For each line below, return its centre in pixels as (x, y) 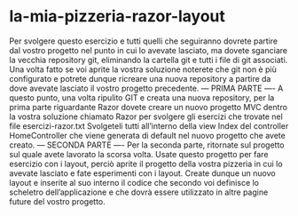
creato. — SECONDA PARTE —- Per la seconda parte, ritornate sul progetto (147, 145)
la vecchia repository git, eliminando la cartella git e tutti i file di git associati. (149, 60)
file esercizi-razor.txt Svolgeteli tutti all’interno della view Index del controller (149, 125)
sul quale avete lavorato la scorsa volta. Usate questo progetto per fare (139, 154)
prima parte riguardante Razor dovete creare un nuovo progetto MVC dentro (149, 107)
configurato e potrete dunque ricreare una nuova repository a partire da (140, 78)
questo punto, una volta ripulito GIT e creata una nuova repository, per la (142, 97)
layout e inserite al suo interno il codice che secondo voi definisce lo (134, 182)
